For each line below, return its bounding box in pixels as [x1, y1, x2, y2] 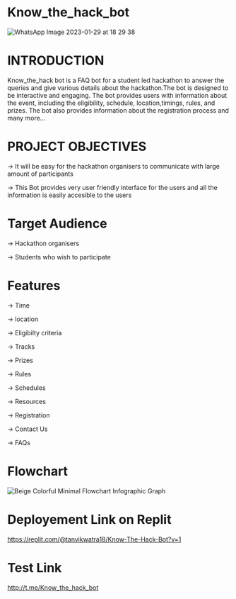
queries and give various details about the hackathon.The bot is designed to [7, 83, 229, 92]
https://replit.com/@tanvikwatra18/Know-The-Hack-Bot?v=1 [7, 534, 182, 543]
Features [7, 277, 61, 293]
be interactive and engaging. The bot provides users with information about [7, 91, 228, 99]
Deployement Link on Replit [7, 511, 172, 527]
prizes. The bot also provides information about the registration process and [7, 106, 230, 114]
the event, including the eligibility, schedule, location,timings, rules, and [7, 99, 216, 107]
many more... [7, 113, 46, 122]
